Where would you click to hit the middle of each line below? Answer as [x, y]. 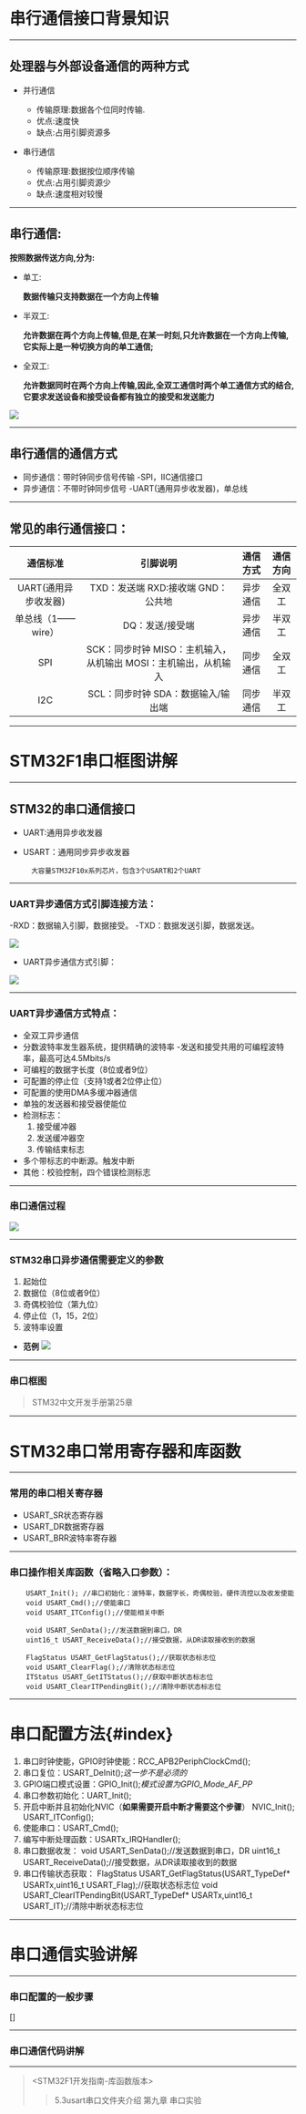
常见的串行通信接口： [69, 528]
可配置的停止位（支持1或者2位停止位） [95, 1080]
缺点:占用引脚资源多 [73, 132]
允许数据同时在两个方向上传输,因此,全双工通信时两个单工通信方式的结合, [158, 385]
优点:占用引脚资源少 [73, 182]
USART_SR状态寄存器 [63, 1515]
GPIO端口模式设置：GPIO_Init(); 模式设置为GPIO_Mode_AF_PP [138, 1784]
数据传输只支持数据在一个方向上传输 [91, 296]
